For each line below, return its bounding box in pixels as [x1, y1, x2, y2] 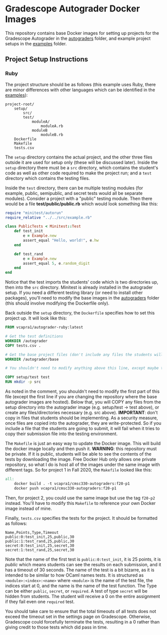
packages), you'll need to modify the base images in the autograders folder [5, 295, 160, 301]
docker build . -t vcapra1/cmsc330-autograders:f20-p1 [14, 481, 130, 486]
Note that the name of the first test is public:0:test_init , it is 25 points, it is [5, 556, 161, 562]
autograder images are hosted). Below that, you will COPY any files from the [5, 399, 162, 405]
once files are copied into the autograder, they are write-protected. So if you [5, 420, 162, 426]
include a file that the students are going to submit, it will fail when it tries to [5, 426, 160, 431]
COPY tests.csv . [5, 343, 41, 348]
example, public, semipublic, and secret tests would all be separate [5, 190, 143, 196]
